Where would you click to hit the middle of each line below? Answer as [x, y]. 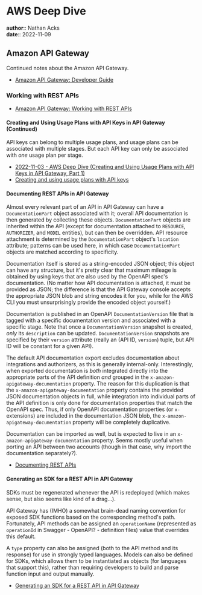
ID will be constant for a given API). [50, 346]
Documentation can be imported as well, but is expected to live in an [91, 434]
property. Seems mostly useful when [137, 441]
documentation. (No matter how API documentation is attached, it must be [99, 283]
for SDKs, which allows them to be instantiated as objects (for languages [96, 560]
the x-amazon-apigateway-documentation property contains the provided [95, 390]
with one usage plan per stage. [45, 155]
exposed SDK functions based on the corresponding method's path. [91, 517]
